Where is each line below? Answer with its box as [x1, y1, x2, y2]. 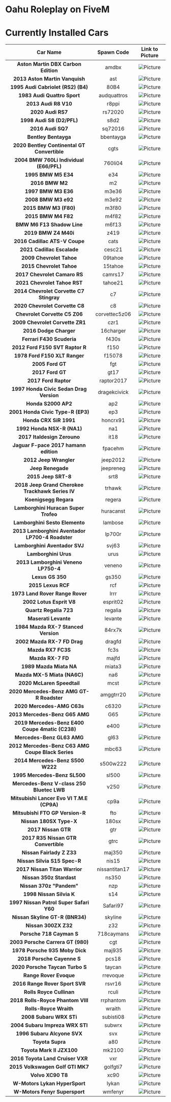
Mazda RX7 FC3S [27, 646, 71, 653]
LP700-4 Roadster [25, 534, 73, 541]
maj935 [104, 947, 123, 954]
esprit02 [103, 599, 124, 606]
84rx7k [104, 627, 122, 634]
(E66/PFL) [36, 163, 62, 170]
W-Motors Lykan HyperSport [12, 1080, 85, 1087]
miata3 [105, 663, 122, 670]
